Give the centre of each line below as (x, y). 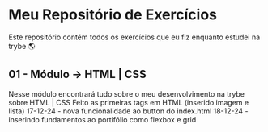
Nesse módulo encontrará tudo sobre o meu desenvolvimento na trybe (127, 93)
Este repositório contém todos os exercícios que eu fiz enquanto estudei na (134, 37)
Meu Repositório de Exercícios (113, 15)
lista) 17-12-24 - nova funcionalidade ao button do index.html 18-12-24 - (128, 111)
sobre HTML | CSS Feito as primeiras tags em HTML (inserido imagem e (129, 102)
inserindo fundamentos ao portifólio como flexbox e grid (102, 119)
